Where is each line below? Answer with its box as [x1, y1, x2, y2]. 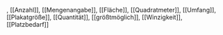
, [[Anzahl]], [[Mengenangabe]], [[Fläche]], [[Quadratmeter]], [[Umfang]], [6, 6, 217, 14]
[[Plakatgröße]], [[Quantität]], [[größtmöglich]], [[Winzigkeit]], [6, 13, 183, 21]
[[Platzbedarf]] [6, 21, 49, 28]
